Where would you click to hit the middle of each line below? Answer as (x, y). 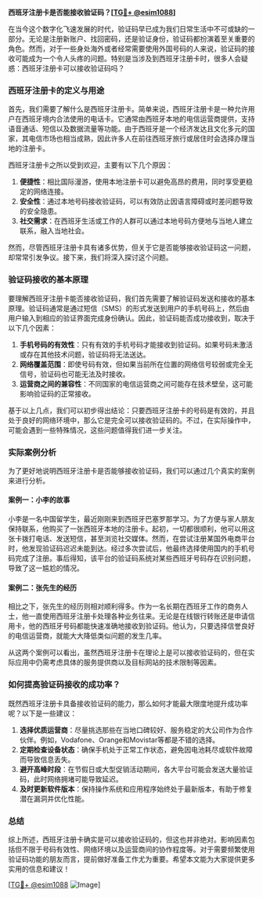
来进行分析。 (29, 480)
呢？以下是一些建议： (42, 713)
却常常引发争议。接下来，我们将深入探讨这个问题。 (90, 258)
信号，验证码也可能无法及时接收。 (74, 374)
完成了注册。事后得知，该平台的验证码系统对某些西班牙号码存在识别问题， (135, 558)
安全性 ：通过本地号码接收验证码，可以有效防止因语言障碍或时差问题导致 (136, 201)
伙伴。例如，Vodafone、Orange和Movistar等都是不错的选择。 (119, 740)
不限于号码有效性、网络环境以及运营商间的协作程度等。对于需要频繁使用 (138, 849)
